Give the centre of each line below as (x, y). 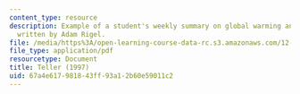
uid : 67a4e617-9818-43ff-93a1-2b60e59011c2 (92, 76)
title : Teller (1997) (50, 68)
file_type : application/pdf (62, 51)
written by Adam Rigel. (61, 34)
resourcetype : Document (54, 59)
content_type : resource (54, 17)
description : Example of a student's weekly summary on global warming (145, 26)
